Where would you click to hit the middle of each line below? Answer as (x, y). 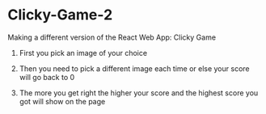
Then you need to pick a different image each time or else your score (134, 68)
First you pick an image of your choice (83, 53)
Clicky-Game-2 (60, 15)
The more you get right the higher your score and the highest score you (139, 93)
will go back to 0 (47, 77)
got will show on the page (62, 101)
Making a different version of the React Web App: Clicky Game (112, 37)
